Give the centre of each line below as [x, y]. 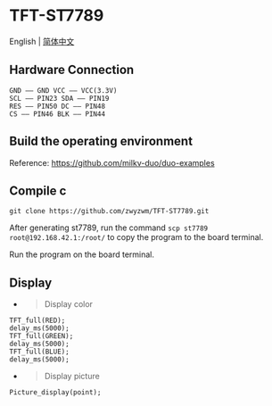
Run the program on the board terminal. [82, 254]
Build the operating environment [101, 141]
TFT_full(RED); [37, 321]
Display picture [72, 377]
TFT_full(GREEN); [41, 336]
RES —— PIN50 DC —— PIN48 [57, 106]
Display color [69, 304]
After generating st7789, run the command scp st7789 [108, 228]
